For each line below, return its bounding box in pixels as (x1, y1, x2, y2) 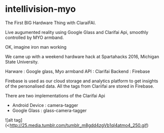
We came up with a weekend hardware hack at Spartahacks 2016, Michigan (5, 53, 160, 60)
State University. (5, 59, 39, 65)
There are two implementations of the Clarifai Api (5, 93, 105, 99)
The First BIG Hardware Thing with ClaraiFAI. (5, 20, 96, 26)
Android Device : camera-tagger (12, 102, 79, 108)
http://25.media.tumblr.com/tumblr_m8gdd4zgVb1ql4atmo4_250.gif (9, 122, 147, 128)
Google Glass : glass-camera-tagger (12, 107, 87, 113)
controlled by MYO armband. (5, 34, 64, 40)
